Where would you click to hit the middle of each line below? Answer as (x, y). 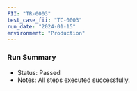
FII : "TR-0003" (29, 14)
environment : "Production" (46, 33)
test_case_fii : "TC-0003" (45, 20)
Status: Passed (39, 72)
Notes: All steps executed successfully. (73, 80)
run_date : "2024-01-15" (42, 26)
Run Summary (32, 58)
